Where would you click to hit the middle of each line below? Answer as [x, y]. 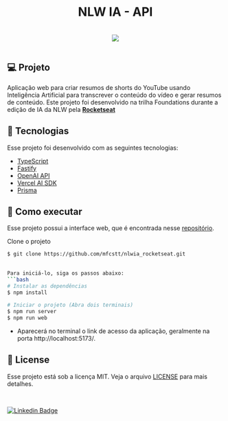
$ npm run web [27, 318]
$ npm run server [32, 312]
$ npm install [27, 293]
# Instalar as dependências [47, 286]
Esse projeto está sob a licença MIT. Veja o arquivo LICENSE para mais [107, 376]
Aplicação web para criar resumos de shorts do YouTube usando [99, 87]
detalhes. [20, 384]
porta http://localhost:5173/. [56, 338]
